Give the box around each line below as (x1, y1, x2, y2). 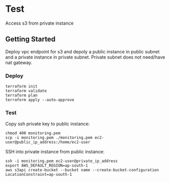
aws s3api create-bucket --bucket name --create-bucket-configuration (5, 168, 159, 173)
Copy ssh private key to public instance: (5, 121, 90, 127)
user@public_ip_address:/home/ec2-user (5, 139, 91, 145)
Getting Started (5, 35, 56, 44)
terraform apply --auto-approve (5, 97, 74, 103)
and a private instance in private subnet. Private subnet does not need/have (5, 54, 165, 60)
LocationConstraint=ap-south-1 (5, 172, 72, 177)
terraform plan (5, 93, 38, 98)
